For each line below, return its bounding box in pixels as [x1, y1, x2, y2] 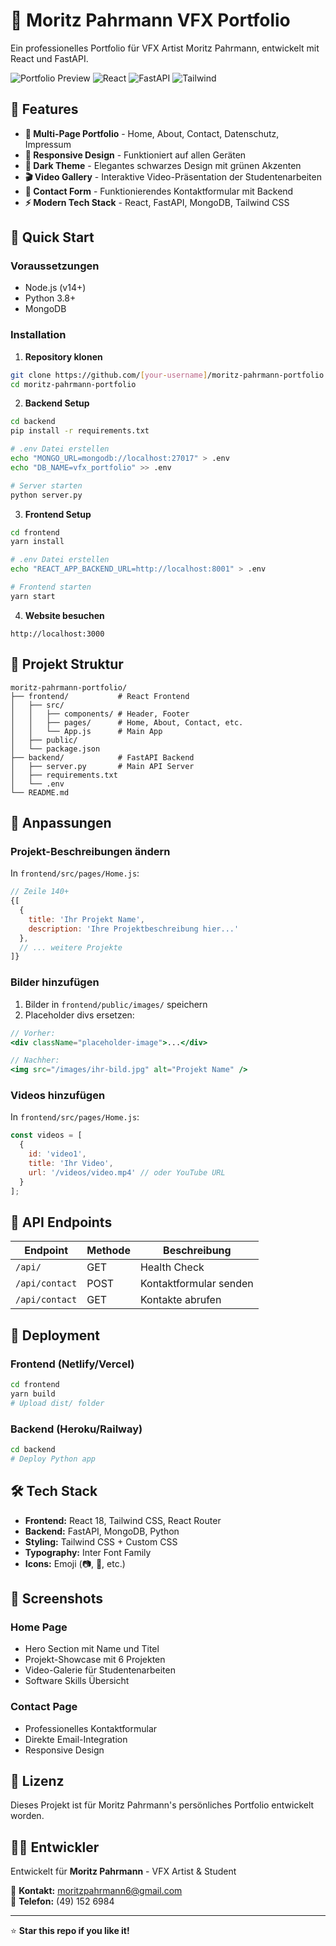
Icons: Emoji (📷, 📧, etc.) [24, 1557, 126, 1569]
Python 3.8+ [24, 292, 77, 304]
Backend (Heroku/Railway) [10, 1422, 143, 1436]
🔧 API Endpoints [10, 1214, 113, 1231]
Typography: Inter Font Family [24, 1546, 152, 1558]
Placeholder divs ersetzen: [24, 1009, 135, 1021]
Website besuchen [24, 609, 105, 621]
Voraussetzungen [10, 259, 100, 273]
